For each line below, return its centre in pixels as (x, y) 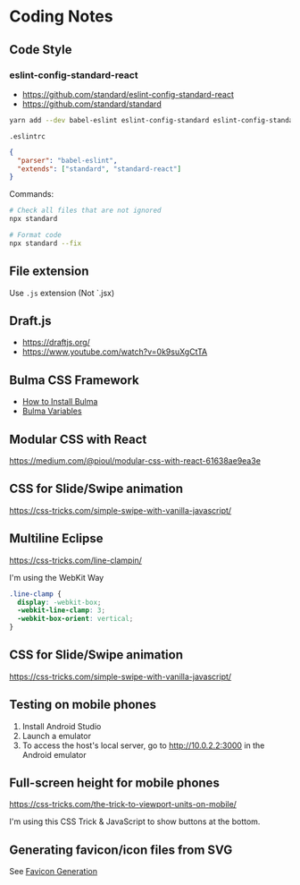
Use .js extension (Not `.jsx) (62, 293)
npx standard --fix (46, 243)
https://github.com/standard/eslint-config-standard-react (128, 94)
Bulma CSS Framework (75, 380)
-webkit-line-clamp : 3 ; (61, 610)
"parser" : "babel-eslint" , (67, 160)
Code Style (41, 50)
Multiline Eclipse (56, 539)
